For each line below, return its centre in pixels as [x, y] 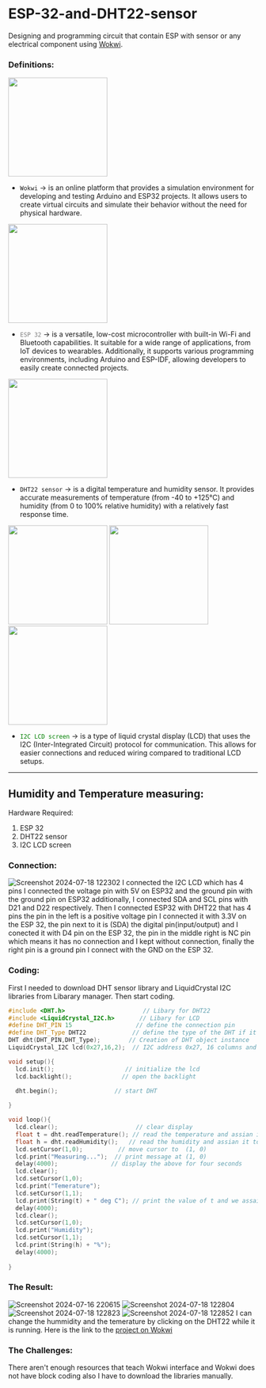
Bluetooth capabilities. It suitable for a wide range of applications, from [135, 343]
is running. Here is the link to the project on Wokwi [90, 1329]
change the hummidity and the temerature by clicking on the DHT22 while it [132, 1321]
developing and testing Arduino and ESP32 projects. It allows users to [133, 196]
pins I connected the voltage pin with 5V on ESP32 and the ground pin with [131, 891]
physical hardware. [51, 213]
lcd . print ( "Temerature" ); [58, 1186]
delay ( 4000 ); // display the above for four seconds [129, 1164]
